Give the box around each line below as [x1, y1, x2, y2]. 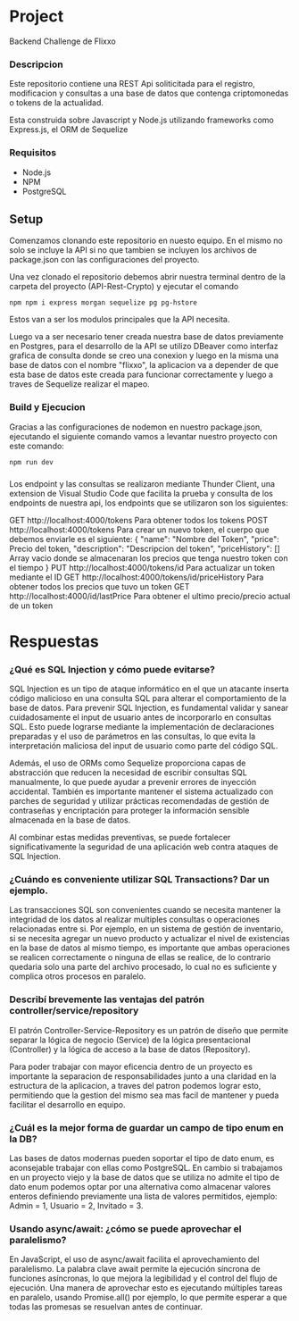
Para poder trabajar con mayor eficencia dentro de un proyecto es [9, 1061, 253, 1072]
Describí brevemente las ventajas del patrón [9, 993, 205, 1006]
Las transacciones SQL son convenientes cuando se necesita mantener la [9, 905, 281, 916]
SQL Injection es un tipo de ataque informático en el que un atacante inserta [9, 683, 289, 694]
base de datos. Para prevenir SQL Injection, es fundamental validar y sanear [9, 703, 289, 714]
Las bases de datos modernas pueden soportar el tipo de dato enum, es [9, 1152, 275, 1163]
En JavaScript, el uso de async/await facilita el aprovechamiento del [9, 1254, 260, 1265]
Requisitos [9, 146, 56, 159]
